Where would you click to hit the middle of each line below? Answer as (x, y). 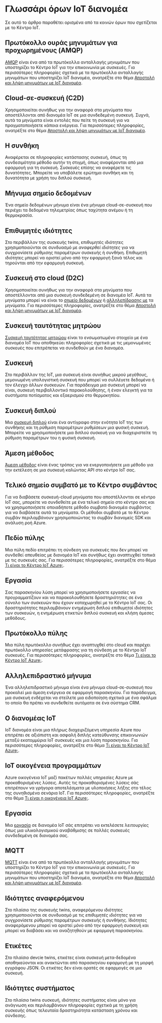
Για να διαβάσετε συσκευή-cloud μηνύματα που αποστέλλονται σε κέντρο (80, 497)
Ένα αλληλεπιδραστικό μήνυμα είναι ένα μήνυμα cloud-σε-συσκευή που (79, 687)
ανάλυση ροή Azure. (26, 523)
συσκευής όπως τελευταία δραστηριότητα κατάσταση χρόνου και (71, 1010)
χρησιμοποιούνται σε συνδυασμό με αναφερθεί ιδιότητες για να (70, 247)
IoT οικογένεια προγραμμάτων (53, 766)
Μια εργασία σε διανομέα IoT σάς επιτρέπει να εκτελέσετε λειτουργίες (77, 825)
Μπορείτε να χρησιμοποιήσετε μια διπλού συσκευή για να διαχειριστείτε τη (81, 433)
